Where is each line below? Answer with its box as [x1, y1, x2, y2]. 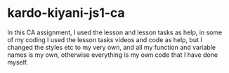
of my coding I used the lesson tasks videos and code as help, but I [7, 35, 202, 44]
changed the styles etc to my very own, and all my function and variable [7, 43, 216, 51]
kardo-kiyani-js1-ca [7, 5, 125, 21]
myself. [7, 58, 29, 66]
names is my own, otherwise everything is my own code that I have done [7, 51, 218, 59]
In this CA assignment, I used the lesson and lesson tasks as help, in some [7, 28, 223, 36]
